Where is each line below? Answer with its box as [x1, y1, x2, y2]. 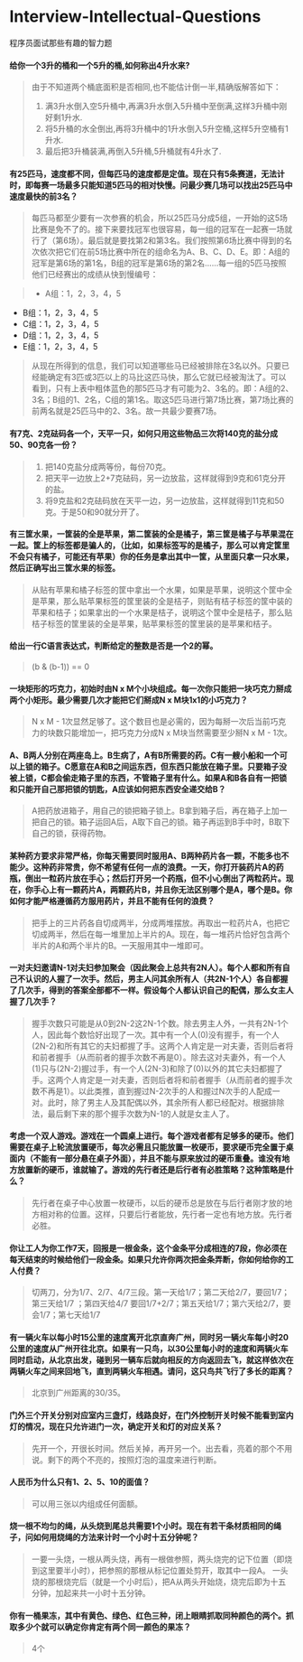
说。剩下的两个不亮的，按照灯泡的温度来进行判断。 [31, 1454, 222, 1465]
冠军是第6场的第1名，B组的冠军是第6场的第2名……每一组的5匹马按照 [31, 257, 287, 268]
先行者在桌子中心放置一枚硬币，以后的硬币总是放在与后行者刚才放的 [31, 1197, 285, 1208]
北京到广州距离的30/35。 [31, 1387, 126, 1398]
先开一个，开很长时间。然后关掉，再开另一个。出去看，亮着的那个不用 [31, 1443, 293, 1453]
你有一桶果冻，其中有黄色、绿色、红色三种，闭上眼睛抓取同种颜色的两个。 [9, 1610, 286, 1620]
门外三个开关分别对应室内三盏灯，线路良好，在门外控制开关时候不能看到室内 [9, 1409, 294, 1420]
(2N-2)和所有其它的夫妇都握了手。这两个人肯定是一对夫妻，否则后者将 [31, 1041, 294, 1051]
